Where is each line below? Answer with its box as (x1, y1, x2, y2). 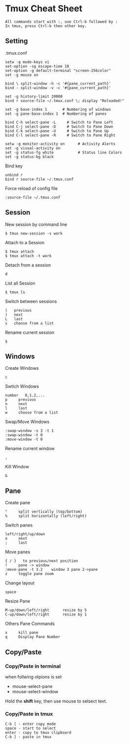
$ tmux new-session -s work (5, 231, 63, 236)
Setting (5, 37, 28, 45)
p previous (5, 397, 36, 402)
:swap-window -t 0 (5, 433, 43, 438)
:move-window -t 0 (5, 437, 43, 442)
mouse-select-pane (12, 683, 53, 689)
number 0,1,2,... (5, 393, 45, 398)
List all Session (5, 280, 35, 286)
